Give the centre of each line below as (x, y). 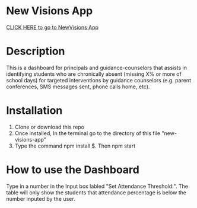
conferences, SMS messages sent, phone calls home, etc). (78, 87)
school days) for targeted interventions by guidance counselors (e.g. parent (99, 80)
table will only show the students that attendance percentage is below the (96, 192)
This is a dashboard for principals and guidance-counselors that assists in (97, 68)
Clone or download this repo (50, 127)
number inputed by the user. (41, 199)
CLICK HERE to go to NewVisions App (53, 27)
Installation (34, 111)
